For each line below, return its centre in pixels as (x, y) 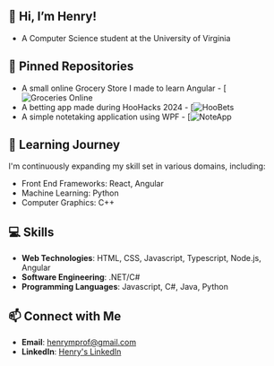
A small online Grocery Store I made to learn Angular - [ (124, 88)
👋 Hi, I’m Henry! (53, 17)
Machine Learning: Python (70, 193)
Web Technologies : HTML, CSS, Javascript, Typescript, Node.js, (141, 258)
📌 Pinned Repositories (71, 67)
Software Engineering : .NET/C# (81, 277)
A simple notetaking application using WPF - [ (106, 117)
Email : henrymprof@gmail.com (79, 343)
